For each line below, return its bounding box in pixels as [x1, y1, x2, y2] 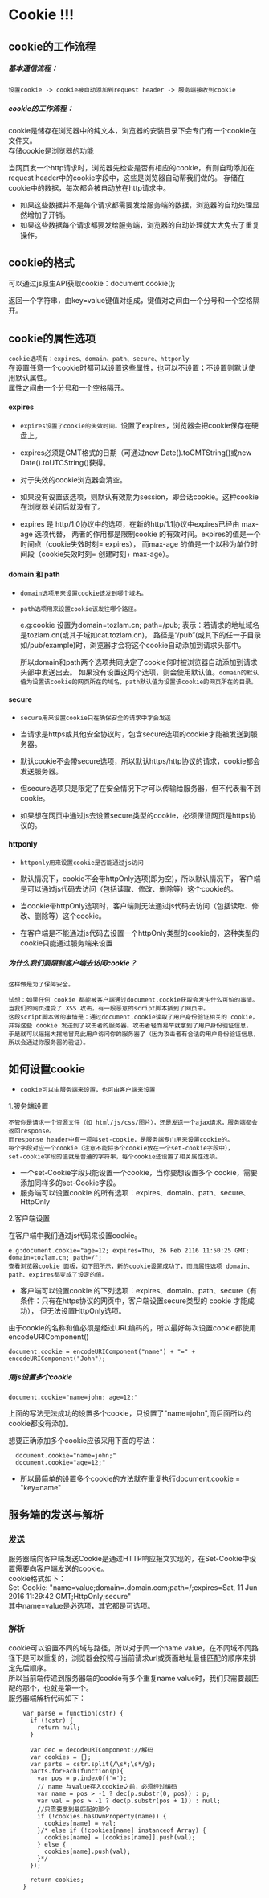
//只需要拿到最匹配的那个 [37, 1805, 111, 1814]
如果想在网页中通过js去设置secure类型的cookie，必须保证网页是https [19, 810, 250, 820]
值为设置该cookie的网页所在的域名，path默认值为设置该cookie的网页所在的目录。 [19, 678, 258, 686]
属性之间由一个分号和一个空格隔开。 [8, 383, 128, 393]
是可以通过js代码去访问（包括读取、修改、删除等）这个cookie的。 [19, 883, 238, 893]
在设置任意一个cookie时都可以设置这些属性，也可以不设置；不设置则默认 [8, 363, 249, 373]
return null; [37, 1723, 81, 1732]
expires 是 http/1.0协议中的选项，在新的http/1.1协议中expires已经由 [19, 519, 240, 529]
